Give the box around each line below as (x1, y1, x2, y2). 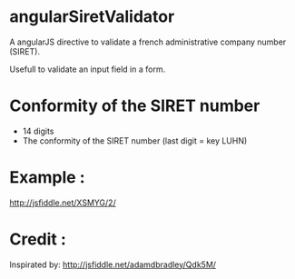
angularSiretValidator (9, 6, 175, 27)
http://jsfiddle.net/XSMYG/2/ (9, 197, 116, 208)
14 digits (22, 125, 54, 136)
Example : (9, 167, 85, 188)
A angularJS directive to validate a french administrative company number (9, 36, 287, 47)
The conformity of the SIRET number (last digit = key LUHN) (22, 135, 248, 146)
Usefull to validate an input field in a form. (9, 64, 166, 75)
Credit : (9, 229, 66, 249)
